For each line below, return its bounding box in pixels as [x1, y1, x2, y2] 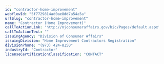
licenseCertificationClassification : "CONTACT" [5, 51, 104, 57]
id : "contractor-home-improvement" [5, 7, 78, 12]
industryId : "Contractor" [5, 47, 58, 52]
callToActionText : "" [5, 29, 49, 34]
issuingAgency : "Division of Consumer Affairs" [5, 34, 104, 39]
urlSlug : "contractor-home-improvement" [5, 16, 89, 21]
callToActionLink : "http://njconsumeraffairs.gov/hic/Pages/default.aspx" [5, 25, 161, 30]
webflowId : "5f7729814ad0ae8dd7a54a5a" [5, 12, 86, 16]
